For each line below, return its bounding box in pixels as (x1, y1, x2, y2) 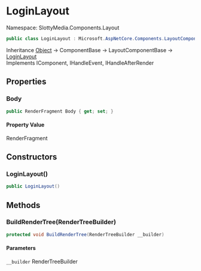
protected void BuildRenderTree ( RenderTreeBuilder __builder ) (6, 231, 165, 237)
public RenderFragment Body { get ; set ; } (6, 108, 114, 115)
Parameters (6, 245, 36, 252)
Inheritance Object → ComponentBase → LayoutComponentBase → (6, 46, 173, 53)
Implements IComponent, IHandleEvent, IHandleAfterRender (6, 59, 154, 67)
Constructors (6, 152, 57, 162)
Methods (6, 200, 41, 210)
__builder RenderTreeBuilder (6, 258, 78, 265)
